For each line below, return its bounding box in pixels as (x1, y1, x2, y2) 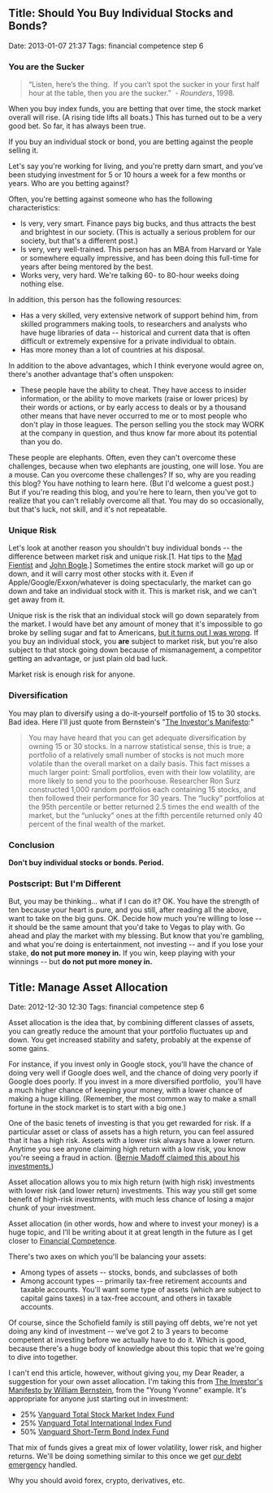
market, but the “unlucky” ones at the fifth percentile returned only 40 (28, 810, 262, 820)
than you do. (19, 437, 63, 447)
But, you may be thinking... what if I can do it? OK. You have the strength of (8, 897, 260, 907)
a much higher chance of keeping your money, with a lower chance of (8, 1085, 243, 1095)
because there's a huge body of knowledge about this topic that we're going (8, 1344, 265, 1353)
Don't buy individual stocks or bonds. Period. (8, 858, 164, 868)
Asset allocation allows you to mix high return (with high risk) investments (8, 1177, 255, 1187)
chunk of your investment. (8, 1203, 96, 1213)
